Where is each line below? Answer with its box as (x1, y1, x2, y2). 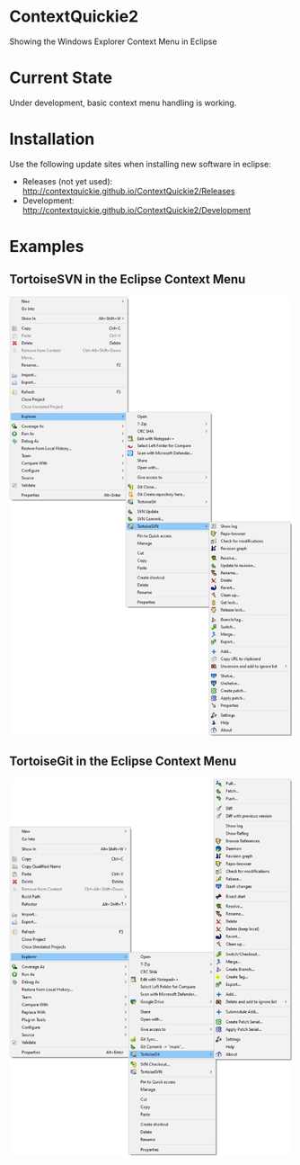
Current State (9, 67, 113, 88)
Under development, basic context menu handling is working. (9, 97, 237, 108)
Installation (9, 129, 95, 149)
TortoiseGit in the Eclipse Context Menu (9, 754, 237, 769)
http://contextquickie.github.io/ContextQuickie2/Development (22, 204, 251, 215)
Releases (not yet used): (22, 175, 113, 186)
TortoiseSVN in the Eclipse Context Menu (9, 272, 246, 287)
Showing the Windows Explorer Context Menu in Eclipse (9, 36, 217, 47)
